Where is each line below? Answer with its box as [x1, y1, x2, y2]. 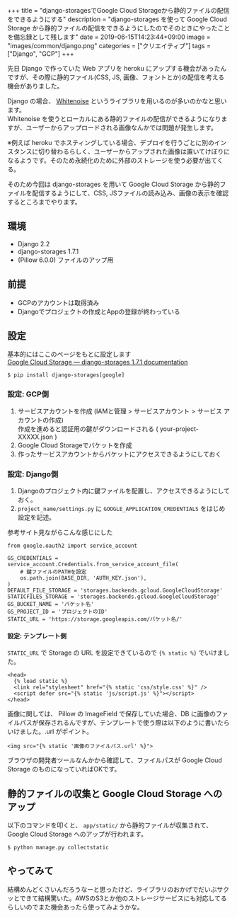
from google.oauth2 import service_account [7, 542, 138, 550]
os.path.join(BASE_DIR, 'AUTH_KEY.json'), [20, 575, 147, 582]
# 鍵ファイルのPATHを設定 [20, 568, 87, 575]
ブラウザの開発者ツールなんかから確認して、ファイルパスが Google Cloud [7, 756, 222, 764]
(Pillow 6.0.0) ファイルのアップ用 [17, 256, 114, 264]
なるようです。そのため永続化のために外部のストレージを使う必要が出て [7, 156, 217, 164]
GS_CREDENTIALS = [7, 555, 59, 562]
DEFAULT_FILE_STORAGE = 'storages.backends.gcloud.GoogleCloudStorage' [7, 587, 223, 595]
